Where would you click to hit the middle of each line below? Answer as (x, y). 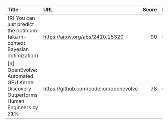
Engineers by (23, 108)
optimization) (23, 56)
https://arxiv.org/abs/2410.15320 (83, 37)
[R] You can (21, 18)
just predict (21, 24)
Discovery (19, 89)
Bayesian (18, 49)
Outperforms (23, 95)
